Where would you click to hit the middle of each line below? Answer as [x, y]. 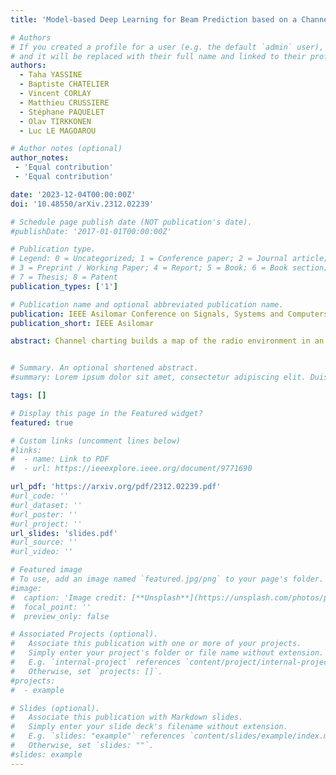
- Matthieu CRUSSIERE [64, 102]
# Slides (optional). [55, 708]
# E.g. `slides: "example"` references [98, 736]
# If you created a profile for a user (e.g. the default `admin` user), [167, 47]
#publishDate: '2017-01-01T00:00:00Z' [91, 231]
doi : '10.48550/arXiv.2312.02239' [82, 204]
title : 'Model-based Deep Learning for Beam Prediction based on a [154, 19]
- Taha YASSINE [51, 75]
